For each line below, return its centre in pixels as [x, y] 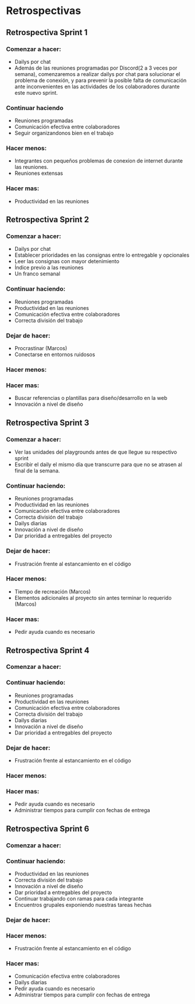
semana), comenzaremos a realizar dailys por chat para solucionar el [97, 74]
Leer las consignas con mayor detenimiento [67, 261]
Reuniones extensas [39, 173]
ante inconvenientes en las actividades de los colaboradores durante [97, 87]
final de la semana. [37, 470]
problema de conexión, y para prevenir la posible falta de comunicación [100, 80]
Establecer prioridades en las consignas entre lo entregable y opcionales [102, 255]
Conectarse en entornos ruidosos [55, 354]
